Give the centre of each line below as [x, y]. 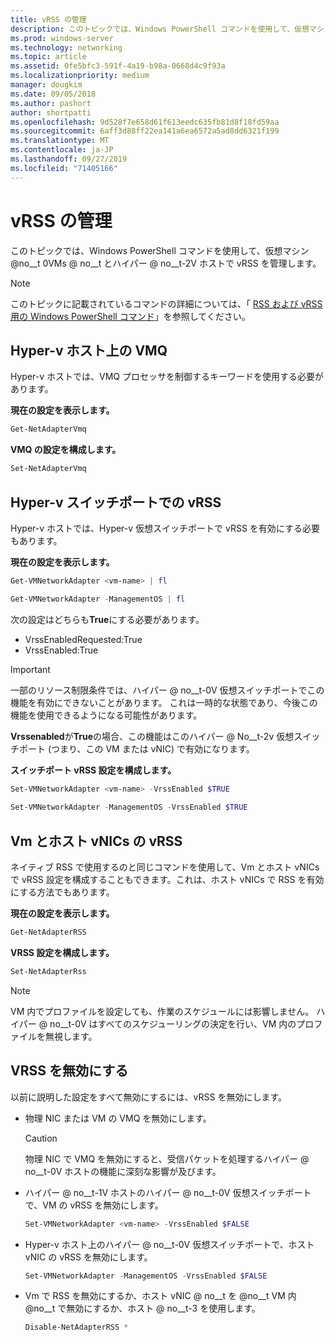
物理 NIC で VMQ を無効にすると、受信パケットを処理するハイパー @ [167, 1158]
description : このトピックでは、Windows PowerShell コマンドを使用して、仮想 [160, 29]
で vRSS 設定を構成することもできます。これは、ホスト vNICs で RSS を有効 [167, 880]
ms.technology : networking [66, 47]
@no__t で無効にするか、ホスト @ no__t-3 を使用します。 [142, 1308]
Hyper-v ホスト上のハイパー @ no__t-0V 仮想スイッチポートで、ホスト [169, 1244]
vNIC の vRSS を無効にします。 [88, 1257]
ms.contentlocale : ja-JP [62, 150]
